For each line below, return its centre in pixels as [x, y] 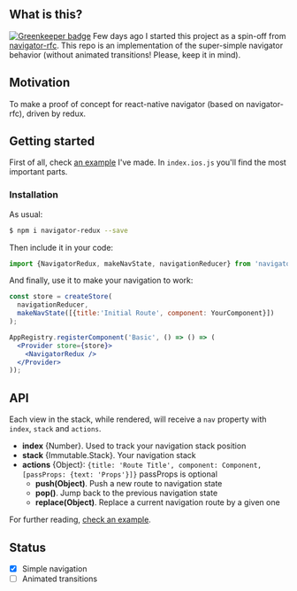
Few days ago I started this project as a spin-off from [189, 35]
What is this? [46, 15]
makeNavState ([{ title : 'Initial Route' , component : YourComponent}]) [146, 314]
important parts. [38, 172]
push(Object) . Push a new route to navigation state [129, 484]
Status [28, 547]
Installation [34, 195]
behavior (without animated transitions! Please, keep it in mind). [125, 54]
